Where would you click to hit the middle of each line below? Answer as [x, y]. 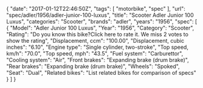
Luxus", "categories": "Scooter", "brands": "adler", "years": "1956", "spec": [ [102, 21]
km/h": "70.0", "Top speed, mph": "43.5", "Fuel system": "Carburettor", [95, 53]
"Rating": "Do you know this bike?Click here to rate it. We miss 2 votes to [97, 34]
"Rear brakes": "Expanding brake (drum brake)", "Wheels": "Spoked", [93, 66]
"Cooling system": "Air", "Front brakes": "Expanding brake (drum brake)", [98, 60]
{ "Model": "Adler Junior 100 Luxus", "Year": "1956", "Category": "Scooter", [100, 28]
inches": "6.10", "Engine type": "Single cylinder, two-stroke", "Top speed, [97, 47]
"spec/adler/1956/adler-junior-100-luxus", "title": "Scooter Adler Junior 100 [100, 15]
